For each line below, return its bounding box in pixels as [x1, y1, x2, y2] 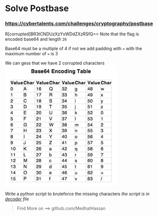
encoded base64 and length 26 [5, 36, 67, 42]
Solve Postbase [5, 3, 69, 14]
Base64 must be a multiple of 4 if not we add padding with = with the [5, 46, 143, 51]
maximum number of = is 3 [5, 51, 58, 57]
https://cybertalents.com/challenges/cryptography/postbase [5, 20, 153, 27]
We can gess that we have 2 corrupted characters [5, 60, 105, 66]
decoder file [5, 196, 29, 202]
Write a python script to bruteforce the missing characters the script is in [5, 191, 150, 197]
